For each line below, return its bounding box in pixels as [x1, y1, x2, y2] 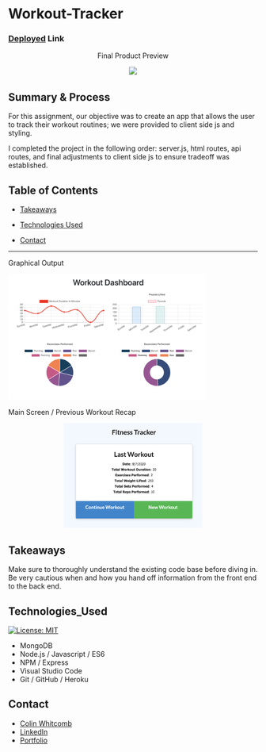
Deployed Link [8, 33, 65, 44]
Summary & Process [8, 90, 111, 104]
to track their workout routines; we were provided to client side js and [8, 120, 235, 129]
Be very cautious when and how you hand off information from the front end [8, 573, 257, 583]
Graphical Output [8, 259, 65, 268]
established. [8, 160, 48, 171]
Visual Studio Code [19, 666, 83, 675]
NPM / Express [19, 658, 69, 667]
